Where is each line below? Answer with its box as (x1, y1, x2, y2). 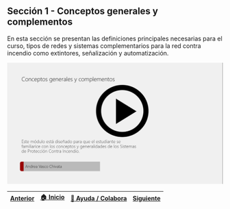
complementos (7, 16, 73, 28)
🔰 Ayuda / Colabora (71, 194, 127, 202)
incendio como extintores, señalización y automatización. (7, 49, 169, 57)
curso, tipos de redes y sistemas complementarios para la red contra (7, 41, 201, 50)
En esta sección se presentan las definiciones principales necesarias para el (7, 34, 222, 42)
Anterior (10, 194, 35, 202)
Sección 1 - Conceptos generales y (7, 5, 159, 17)
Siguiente (132, 194, 161, 202)
